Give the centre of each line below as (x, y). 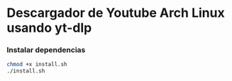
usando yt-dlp (49, 28)
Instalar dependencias (46, 50)
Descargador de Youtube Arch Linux (116, 13)
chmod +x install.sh (37, 65)
